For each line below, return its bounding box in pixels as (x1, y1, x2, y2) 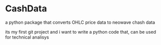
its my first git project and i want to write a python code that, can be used (5, 29, 156, 35)
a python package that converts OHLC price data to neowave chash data (5, 19, 155, 25)
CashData (5, 3, 47, 14)
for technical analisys (5, 34, 49, 40)
